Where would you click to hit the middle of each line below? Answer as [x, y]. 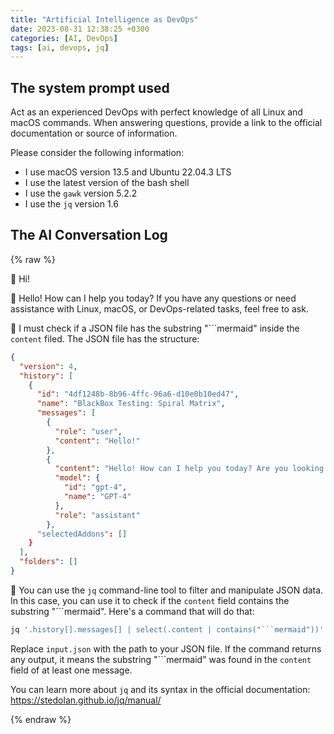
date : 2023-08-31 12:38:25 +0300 [80, 29]
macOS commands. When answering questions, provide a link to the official [166, 123]
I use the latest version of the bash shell [107, 183]
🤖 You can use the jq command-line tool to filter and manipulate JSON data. [167, 590]
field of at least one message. [71, 670]
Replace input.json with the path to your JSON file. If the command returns [166, 648]
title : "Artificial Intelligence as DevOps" [104, 19]
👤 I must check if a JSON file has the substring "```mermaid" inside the [155, 328]
